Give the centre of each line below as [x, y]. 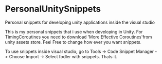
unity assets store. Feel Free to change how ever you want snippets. [73, 42]
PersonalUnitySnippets [53, 9]
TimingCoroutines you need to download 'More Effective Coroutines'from [79, 37]
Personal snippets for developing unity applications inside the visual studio [80, 22]
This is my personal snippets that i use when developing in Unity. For [74, 32]
